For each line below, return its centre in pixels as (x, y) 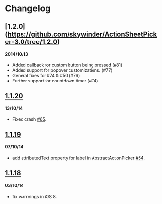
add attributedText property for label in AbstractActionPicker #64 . (79, 158)
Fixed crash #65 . (29, 119)
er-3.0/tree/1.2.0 (31, 42)
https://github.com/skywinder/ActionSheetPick (82, 34)
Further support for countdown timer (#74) (55, 81)
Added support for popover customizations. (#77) (62, 70)
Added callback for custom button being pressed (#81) (67, 65)
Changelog (28, 9)
